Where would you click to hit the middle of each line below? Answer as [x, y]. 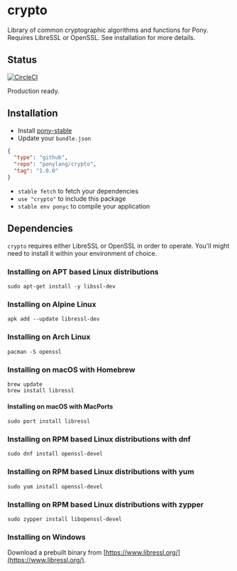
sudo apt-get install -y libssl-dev [61, 287]
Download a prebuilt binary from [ [57, 552]
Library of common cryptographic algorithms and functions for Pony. [108, 30]
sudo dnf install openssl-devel [55, 454]
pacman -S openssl [34, 352]
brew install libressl [41, 390]
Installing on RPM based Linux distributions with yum [101, 472]
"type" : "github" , [41, 158]
